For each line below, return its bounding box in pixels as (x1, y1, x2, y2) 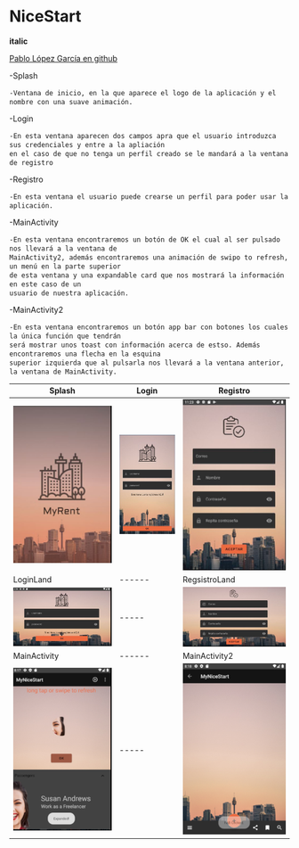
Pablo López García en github (9, 53, 118, 63)
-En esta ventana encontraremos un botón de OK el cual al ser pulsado (9, 235, 280, 244)
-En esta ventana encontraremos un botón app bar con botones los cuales (9, 323, 289, 332)
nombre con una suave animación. (9, 97, 133, 106)
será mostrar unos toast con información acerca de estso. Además (9, 341, 261, 350)
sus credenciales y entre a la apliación (9, 140, 166, 149)
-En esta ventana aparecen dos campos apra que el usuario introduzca (9, 131, 277, 140)
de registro (9, 158, 53, 167)
